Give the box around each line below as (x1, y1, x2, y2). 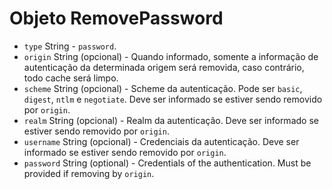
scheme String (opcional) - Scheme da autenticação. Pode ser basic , (23, 82, 303, 94)
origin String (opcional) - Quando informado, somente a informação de (23, 50, 319, 62)
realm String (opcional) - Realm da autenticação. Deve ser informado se (23, 114, 319, 126)
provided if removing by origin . (23, 167, 155, 179)
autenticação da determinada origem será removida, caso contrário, (23, 61, 305, 73)
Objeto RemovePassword (9, 7, 224, 30)
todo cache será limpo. (23, 72, 119, 84)
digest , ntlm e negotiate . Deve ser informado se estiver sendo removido (23, 93, 323, 105)
